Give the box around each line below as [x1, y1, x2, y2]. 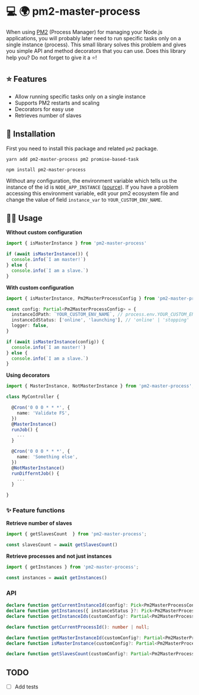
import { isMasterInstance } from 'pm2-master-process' [6, 240, 147, 246]
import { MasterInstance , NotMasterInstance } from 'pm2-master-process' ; [6, 383, 195, 389]
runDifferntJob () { [11, 470, 60, 477]
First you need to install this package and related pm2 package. [6, 145, 159, 152]
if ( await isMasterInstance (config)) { [6, 339, 105, 345]
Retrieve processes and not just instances [6, 553, 112, 560]
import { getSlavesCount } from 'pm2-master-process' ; [6, 531, 147, 537]
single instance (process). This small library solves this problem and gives [6, 41, 187, 48]
